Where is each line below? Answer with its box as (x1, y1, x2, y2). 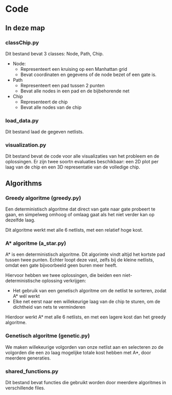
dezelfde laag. (5, 217, 35, 223)
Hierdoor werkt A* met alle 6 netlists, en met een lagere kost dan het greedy (5, 314, 166, 320)
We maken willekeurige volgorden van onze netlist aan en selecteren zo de (5, 344, 164, 350)
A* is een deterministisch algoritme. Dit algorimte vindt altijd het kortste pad (5, 251, 165, 257)
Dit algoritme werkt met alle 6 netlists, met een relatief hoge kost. (5, 227, 143, 233)
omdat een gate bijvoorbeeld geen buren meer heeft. (5, 262, 118, 269)
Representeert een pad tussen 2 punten (20, 82, 105, 88)
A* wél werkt (12, 293, 40, 299)
